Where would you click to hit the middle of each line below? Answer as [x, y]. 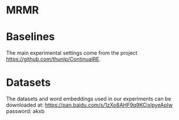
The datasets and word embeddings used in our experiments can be [89, 99]
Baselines [31, 37]
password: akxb [26, 111]
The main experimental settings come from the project [72, 53]
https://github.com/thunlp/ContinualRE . [53, 59]
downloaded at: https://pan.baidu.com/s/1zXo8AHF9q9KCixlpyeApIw [89, 105]
